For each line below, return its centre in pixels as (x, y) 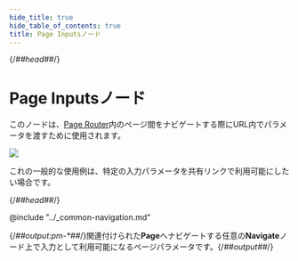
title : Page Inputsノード (55, 34)
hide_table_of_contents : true (65, 26)
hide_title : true (41, 17)
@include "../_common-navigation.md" (80, 217)
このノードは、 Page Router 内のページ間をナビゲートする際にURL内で (137, 125)
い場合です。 (32, 183)
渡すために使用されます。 (79, 135)
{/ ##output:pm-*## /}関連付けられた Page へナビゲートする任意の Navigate (145, 236)
